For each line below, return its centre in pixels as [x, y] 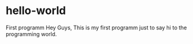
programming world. [31, 34]
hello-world [36, 11]
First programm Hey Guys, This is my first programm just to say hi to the [96, 28]
